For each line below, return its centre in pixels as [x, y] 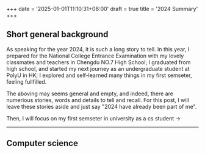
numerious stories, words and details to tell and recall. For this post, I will [98, 100]
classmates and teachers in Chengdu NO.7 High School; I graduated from [99, 62]
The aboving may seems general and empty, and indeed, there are [90, 94]
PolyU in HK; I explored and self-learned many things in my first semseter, [99, 75]
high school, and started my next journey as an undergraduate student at [98, 68]
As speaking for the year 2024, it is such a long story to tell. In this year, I [98, 49]
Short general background [57, 35]
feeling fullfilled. [27, 81]
